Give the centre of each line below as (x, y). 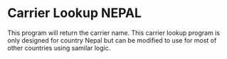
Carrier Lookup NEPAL (75, 13)
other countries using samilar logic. (59, 48)
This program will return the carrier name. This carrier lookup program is (114, 33)
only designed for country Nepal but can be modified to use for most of (112, 40)
